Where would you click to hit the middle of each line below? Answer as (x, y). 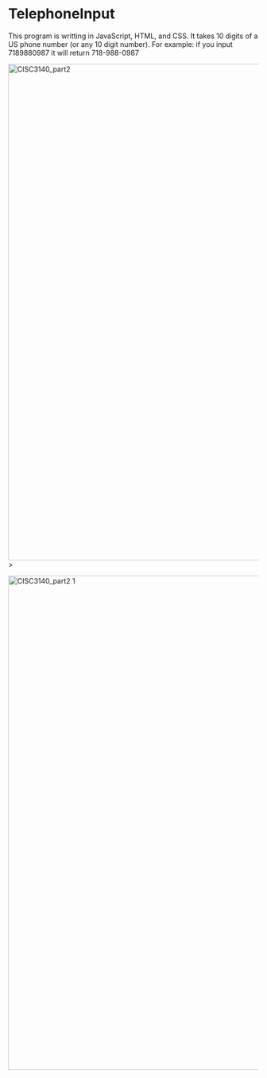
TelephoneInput (62, 14)
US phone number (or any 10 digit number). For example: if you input (120, 44)
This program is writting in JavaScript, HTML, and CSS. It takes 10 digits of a (133, 36)
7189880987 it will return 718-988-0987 (74, 52)
